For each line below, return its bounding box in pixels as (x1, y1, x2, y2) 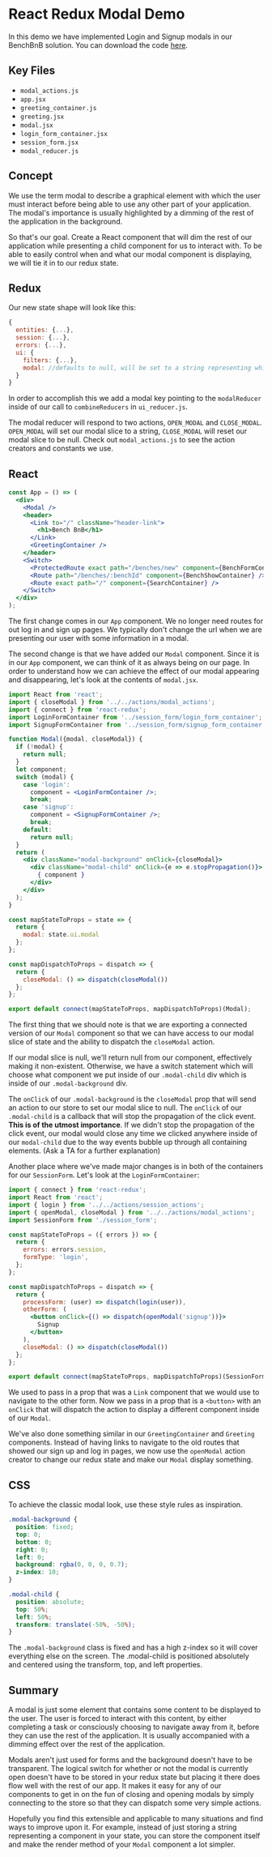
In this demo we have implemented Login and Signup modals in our (8, 32, 232, 41)
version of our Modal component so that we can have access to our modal (8, 1028, 254, 1038)
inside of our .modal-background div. (8, 1078, 128, 1088)
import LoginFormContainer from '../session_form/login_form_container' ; (8, 713, 263, 721)
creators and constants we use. (8, 443, 114, 454)
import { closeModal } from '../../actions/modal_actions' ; (8, 698, 216, 706)
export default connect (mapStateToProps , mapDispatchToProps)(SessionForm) (8, 1372, 270, 1381)
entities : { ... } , (15, 326, 74, 335)
